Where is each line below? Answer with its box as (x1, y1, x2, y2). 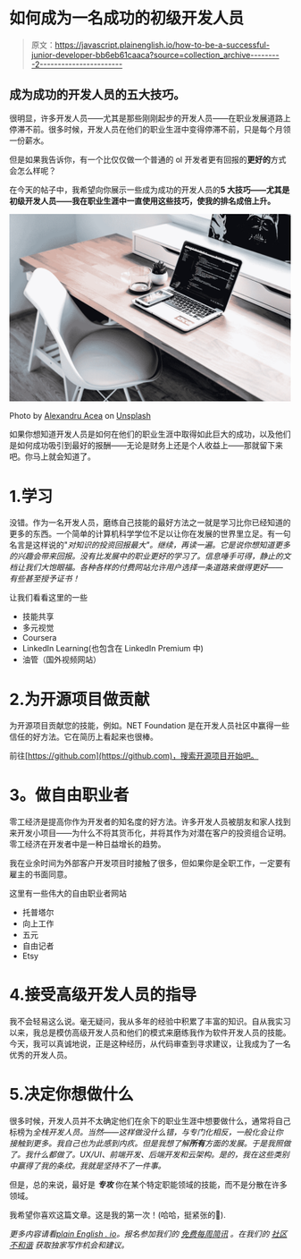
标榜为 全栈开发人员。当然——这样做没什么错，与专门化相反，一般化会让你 (9, 1127, 284, 1137)
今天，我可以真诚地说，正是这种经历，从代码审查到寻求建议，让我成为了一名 (9, 1039, 291, 1050)
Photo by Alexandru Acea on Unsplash (9, 411, 152, 421)
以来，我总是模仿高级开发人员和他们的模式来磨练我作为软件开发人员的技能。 (9, 1027, 291, 1038)
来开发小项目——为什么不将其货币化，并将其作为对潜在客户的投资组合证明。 (9, 828, 291, 838)
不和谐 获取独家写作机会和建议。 (9, 1240, 130, 1251)
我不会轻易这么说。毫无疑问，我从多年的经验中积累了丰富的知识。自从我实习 (9, 1017, 291, 1027)
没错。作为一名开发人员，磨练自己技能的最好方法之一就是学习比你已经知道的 (9, 517, 291, 528)
